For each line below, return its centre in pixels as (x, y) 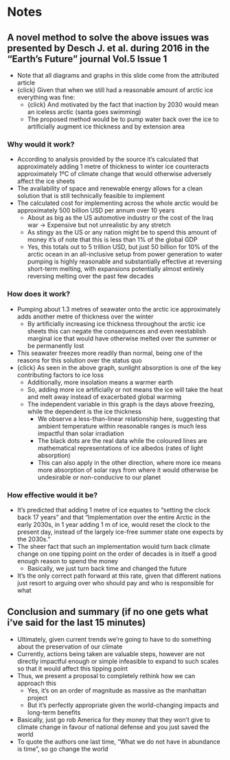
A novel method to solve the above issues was (108, 37)
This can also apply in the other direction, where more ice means (129, 462)
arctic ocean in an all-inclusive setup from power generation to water (125, 254)
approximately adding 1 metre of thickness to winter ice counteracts (113, 166)
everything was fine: (46, 97)
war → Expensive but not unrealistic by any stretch (99, 225)
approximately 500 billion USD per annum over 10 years (96, 210)
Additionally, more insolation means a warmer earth (100, 382)
